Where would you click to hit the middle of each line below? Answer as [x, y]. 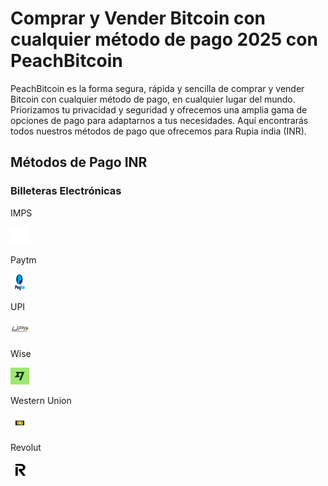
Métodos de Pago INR [79, 162]
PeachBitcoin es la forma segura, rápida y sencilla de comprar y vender [157, 88]
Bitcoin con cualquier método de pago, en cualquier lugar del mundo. [153, 99]
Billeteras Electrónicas [66, 191]
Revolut [26, 447]
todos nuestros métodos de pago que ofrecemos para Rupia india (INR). [158, 131]
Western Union [41, 400]
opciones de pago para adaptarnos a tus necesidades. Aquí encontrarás [159, 120]
